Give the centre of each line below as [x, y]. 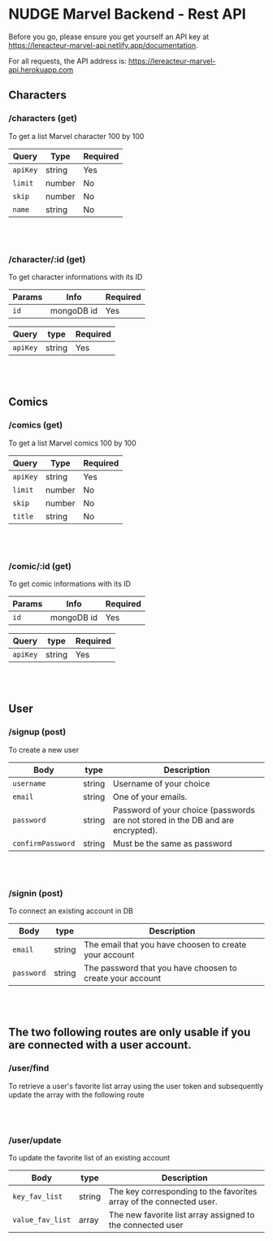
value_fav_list [42, 1219]
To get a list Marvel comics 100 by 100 [72, 443]
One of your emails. [150, 796]
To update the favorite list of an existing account [89, 1157]
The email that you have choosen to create [165, 944]
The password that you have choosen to [160, 968]
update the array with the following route [76, 1095]
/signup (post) [37, 732]
